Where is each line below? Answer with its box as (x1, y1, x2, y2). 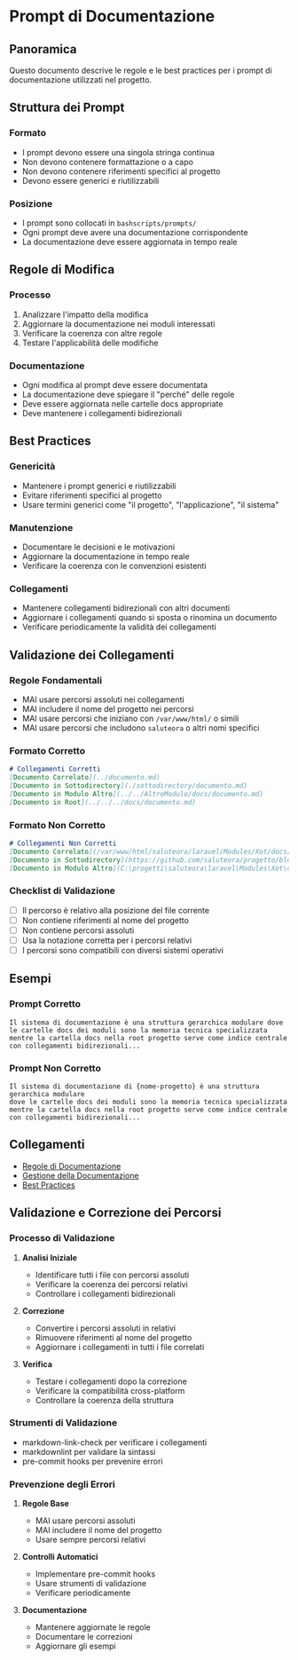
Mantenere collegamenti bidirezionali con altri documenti (21, 603, 231, 613)
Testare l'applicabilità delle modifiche (21, 337, 159, 348)
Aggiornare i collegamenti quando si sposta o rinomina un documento (21, 613, 278, 623)
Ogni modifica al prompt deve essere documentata (21, 379, 208, 390)
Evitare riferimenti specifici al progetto (21, 490, 162, 501)
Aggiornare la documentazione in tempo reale (21, 550, 190, 561)
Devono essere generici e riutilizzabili (21, 175, 160, 186)
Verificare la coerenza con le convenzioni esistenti (21, 560, 207, 571)
